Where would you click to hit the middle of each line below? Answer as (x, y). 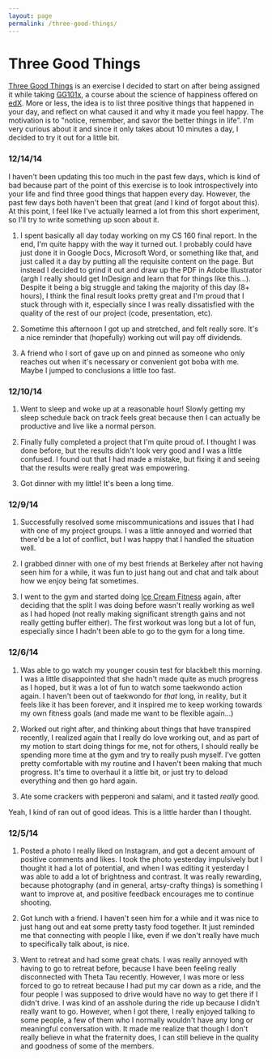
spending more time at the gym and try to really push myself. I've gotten (140, 755)
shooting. (36, 902)
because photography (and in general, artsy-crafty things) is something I (141, 885)
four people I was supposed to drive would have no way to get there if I (139, 994)
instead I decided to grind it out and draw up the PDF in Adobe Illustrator (141, 269)
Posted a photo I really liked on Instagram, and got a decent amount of (138, 850)
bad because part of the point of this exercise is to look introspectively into (133, 185)
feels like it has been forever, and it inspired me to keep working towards (141, 704)
